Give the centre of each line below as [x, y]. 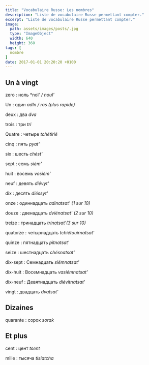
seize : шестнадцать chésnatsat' [40, 253]
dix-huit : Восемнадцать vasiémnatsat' [47, 272]
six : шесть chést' [24, 154]
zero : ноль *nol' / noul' [30, 95]
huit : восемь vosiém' [28, 174]
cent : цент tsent [23, 348]
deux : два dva [21, 114]
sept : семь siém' [24, 164]
